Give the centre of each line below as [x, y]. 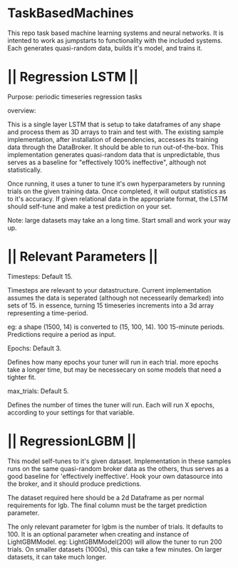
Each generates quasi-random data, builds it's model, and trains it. [105, 48]
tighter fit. [22, 377]
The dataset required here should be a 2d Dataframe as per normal [106, 497]
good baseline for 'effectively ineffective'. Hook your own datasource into [115, 476]
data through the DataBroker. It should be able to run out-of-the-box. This [115, 147]
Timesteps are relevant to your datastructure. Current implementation [109, 290]
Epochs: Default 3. [35, 348]
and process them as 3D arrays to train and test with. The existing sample [116, 132]
